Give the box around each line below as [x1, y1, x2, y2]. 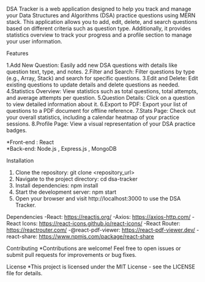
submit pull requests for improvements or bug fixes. [6, 251, 136, 258]
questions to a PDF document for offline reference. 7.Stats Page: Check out [6, 107, 196, 114]
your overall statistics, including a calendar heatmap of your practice [6, 113, 179, 121]
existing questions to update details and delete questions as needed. [6, 81, 180, 88]
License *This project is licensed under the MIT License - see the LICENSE [6, 263, 196, 270]
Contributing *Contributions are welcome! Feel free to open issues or [6, 245, 182, 252]
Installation [6, 157, 34, 164]
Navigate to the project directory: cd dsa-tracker [15, 175, 138, 183]
